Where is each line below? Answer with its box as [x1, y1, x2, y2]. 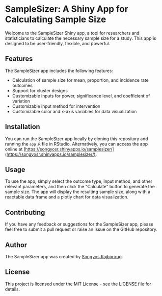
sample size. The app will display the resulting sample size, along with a [5, 189, 151, 195]
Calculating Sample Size [5, 14, 107, 25]
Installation [5, 123, 40, 131]
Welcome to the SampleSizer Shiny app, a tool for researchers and [5, 30, 140, 36]
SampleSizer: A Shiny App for [5, 3, 129, 15]
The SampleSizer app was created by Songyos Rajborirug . [5, 254, 123, 259]
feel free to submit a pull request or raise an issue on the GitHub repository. [5, 226, 158, 232]
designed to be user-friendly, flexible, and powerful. [5, 40, 110, 46]
